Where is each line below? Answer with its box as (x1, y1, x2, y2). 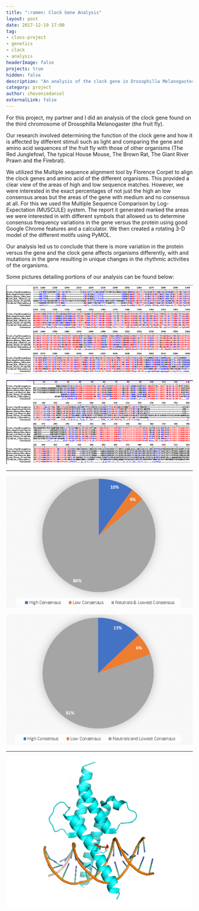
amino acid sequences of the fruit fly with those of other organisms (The (6, 144, 184, 151)
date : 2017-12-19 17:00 (6, 22, 65, 28)
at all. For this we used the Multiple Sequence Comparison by (6, 200, 156, 207)
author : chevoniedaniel (6, 91, 65, 97)
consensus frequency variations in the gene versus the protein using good (6, 219, 188, 226)
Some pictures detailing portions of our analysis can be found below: (6, 273, 175, 280)
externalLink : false (6, 97, 57, 103)
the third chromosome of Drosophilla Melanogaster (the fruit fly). (6, 120, 164, 127)
